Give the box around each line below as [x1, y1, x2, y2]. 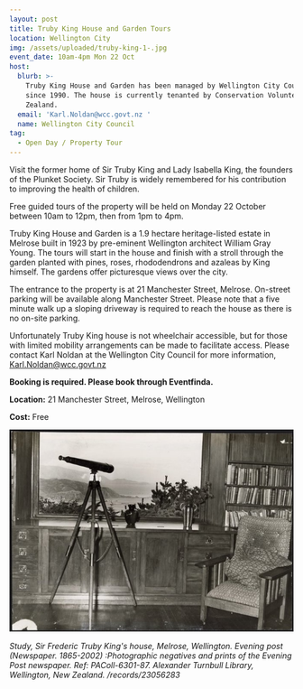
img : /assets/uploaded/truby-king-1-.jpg [9, 43, 168, 52]
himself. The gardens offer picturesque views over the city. [9, 266, 228, 277]
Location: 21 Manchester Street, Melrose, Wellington [9, 394, 206, 405]
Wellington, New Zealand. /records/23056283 [9, 669, 180, 681]
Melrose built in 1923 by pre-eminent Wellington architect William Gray [9, 237, 271, 248]
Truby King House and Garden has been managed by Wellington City [25, 81, 280, 90]
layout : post [9, 14, 59, 23]
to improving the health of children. [9, 183, 140, 194]
